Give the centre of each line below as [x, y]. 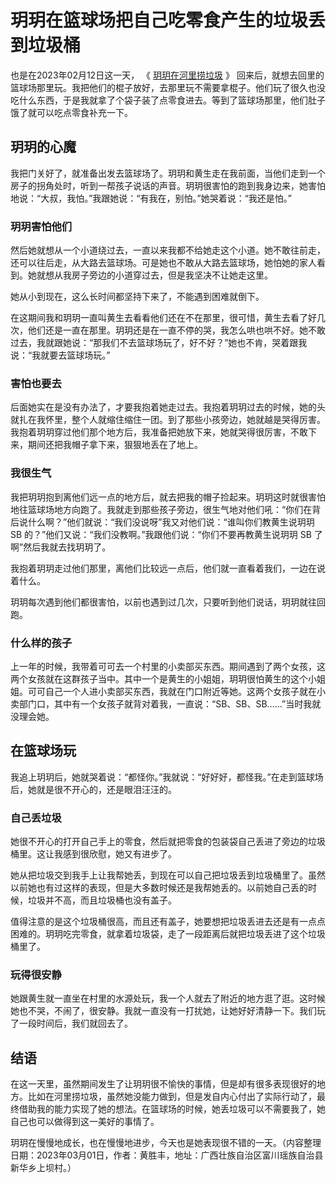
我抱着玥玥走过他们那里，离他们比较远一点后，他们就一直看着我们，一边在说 [168, 568]
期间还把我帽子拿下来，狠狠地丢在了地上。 [115, 445]
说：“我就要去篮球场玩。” [60, 355]
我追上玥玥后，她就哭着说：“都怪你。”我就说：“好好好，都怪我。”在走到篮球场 [167, 777]
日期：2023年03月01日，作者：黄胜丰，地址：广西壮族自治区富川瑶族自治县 [167, 1155]
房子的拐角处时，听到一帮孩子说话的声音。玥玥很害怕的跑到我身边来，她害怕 [168, 185]
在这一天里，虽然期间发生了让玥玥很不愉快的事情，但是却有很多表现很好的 [163, 1084]
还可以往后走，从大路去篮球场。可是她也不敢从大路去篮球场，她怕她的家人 [163, 263]
